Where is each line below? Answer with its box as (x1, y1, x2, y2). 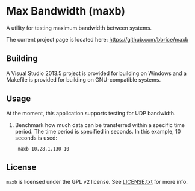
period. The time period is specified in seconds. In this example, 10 (14, 128, 181, 135)
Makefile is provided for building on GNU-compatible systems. (6, 76, 161, 83)
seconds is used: (14, 134, 58, 141)
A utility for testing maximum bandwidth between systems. (6, 24, 152, 31)
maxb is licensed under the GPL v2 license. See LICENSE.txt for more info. (6, 178, 188, 186)
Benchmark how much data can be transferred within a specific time (14, 121, 185, 128)
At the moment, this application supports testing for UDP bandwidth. (6, 109, 176, 117)
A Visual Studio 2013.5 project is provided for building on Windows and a (6, 70, 187, 77)
